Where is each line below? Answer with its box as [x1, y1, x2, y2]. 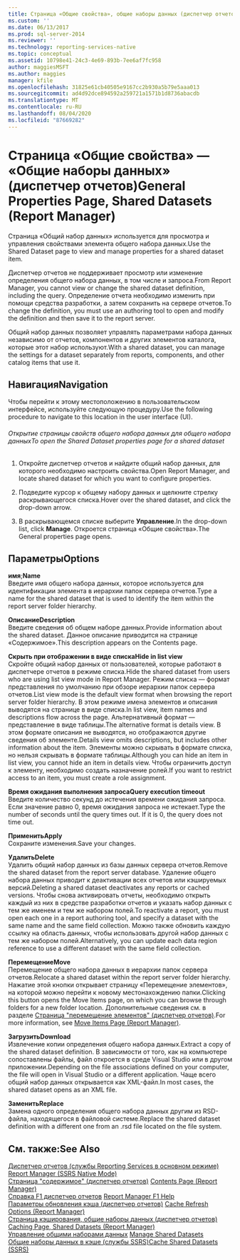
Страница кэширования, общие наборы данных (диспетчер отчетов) [8, 1215, 218, 1224]
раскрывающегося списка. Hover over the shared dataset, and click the [18, 495, 231, 504]
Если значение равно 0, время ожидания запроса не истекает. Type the [8, 802, 226, 811]
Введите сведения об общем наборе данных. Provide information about [8, 623, 223, 632]
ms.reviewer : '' [8, 37, 56, 44]
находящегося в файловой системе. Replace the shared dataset [30, 1114, 221, 1123]
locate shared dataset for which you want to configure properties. [18, 474, 212, 483]
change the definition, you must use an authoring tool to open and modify [8, 306, 224, 315]
